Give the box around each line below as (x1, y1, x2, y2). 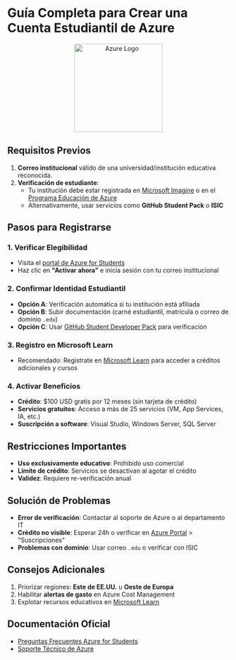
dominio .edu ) (17, 314, 58, 323)
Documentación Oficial (7, 618, 111, 630)
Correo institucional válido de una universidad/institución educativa (17, 163, 216, 172)
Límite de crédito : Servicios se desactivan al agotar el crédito (17, 466, 197, 475)
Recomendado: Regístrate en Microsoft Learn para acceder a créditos (17, 356, 221, 365)
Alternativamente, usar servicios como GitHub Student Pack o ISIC (27, 201, 224, 209)
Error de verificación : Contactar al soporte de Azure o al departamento (17, 513, 225, 521)
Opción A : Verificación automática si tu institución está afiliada (17, 300, 200, 308)
